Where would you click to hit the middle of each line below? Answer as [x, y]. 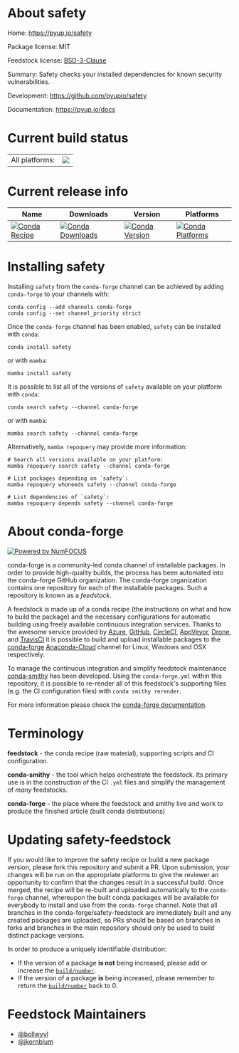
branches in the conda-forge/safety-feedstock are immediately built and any [119, 912]
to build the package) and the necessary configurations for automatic [109, 617]
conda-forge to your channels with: [58, 294]
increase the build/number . [57, 970]
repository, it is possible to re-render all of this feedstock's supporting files [117, 683]
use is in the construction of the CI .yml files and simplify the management [116, 782]
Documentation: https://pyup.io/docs [62, 109]
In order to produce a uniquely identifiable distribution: [87, 949]
